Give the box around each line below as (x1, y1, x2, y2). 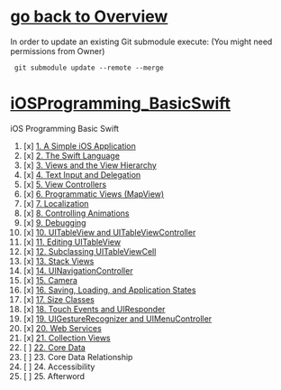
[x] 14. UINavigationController (23, 265, 133, 276)
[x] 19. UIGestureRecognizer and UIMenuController (23, 313, 213, 324)
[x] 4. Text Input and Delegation (23, 169, 141, 180)
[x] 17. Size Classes (23, 293, 95, 304)
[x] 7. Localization (23, 198, 89, 209)
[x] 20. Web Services (23, 322, 102, 333)
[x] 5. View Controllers (23, 179, 107, 190)
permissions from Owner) (10, 45, 105, 56)
